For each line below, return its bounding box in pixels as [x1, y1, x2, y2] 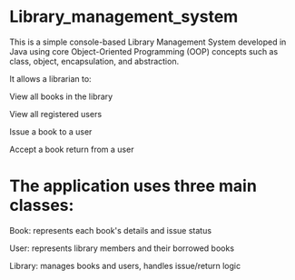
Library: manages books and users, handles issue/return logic [9, 260, 241, 271]
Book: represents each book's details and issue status [9, 225, 211, 235]
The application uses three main [9, 175, 257, 196]
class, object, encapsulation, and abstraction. [9, 55, 180, 66]
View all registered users [9, 108, 103, 119]
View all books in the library [9, 91, 113, 102]
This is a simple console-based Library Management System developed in [9, 36, 287, 47]
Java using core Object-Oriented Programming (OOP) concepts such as [9, 45, 279, 56]
